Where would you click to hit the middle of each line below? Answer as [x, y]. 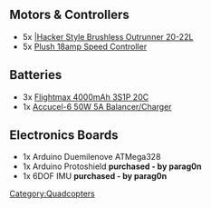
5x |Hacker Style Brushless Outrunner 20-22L [108, 36]
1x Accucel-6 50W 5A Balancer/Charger [97, 106]
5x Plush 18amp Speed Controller [85, 46]
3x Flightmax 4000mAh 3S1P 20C [86, 97]
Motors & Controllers [69, 15]
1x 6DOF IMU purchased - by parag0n [95, 176]
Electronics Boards [64, 135]
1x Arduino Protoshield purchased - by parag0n [112, 166]
